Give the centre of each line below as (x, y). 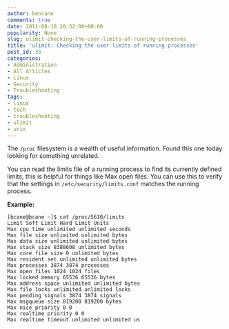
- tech (17, 110)
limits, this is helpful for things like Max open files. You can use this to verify (115, 177)
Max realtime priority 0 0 (46, 314)
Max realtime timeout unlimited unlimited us (73, 320)
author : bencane (30, 13)
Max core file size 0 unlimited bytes (63, 253)
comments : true (29, 20)
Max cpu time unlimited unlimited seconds (69, 229)
